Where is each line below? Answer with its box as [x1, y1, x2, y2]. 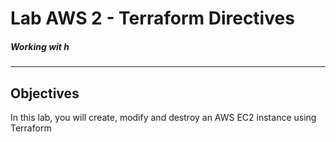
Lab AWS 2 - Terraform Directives [10, 7, 295, 30]
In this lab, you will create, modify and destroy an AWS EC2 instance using [10, 111, 317, 123]
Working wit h [10, 40, 70, 52]
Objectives [10, 85, 80, 102]
